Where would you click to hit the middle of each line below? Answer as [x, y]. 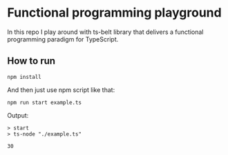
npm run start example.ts [44, 102]
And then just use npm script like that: [61, 90]
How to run [31, 61]
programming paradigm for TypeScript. [63, 39]
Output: [18, 115]
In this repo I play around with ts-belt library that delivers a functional [105, 32]
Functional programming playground [115, 13]
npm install [24, 77]
